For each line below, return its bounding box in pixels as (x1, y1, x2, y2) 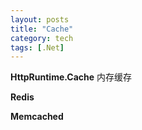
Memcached (10, 111, 64, 123)
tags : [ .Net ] (10, 42, 65, 53)
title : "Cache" (10, 24, 74, 34)
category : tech (10, 33, 74, 43)
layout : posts (10, 14, 70, 25)
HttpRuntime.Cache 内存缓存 (10, 71, 133, 83)
